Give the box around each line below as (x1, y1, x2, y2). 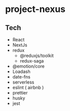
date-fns (12, 74, 31, 79)
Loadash (12, 68, 31, 74)
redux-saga (19, 58, 44, 63)
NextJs (12, 42, 27, 48)
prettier (12, 90, 28, 95)
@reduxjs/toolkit (19, 52, 54, 58)
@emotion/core (12, 63, 45, 69)
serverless (12, 79, 34, 85)
